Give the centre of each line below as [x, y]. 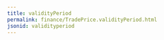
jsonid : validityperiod [41, 26]
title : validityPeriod [39, 13]
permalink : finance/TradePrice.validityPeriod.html [82, 20]
